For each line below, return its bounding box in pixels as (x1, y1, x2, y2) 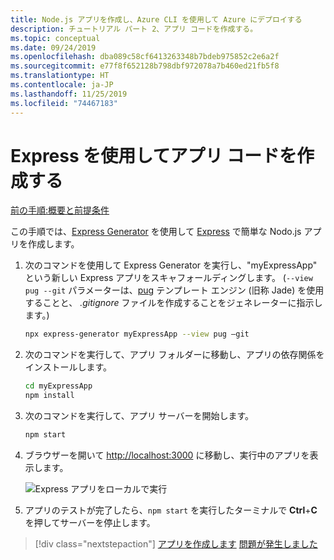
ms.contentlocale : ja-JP (10, 80, 114, 90)
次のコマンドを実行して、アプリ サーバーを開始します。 (24, 410, 255, 422)
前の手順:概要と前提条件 (10, 204, 110, 216)
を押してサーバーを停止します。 (24, 516, 156, 528)
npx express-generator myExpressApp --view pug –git (24, 329, 250, 340)
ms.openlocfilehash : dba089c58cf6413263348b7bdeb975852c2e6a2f (10, 52, 280, 62)
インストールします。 (24, 361, 113, 373)
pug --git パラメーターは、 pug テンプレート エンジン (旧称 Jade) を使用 (24, 284, 325, 296)
